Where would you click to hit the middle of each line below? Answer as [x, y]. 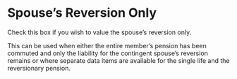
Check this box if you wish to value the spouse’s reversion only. [99, 32]
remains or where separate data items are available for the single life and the [119, 60]
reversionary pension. [39, 68]
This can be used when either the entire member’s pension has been [107, 45]
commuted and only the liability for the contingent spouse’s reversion [108, 53]
